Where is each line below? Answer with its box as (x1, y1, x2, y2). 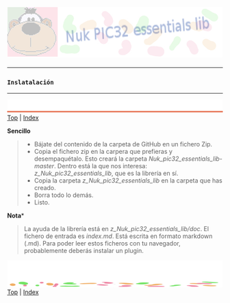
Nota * (7, 211, 25, 220)
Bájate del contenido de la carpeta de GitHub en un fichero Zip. (34, 140, 213, 148)
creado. (34, 184, 56, 192)
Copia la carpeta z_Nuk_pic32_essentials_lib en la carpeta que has (34, 176, 222, 185)
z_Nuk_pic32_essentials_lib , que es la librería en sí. (34, 169, 179, 178)
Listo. (34, 198, 50, 207)
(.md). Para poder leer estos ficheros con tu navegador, (23, 239, 181, 248)
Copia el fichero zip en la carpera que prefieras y (34, 148, 173, 156)
